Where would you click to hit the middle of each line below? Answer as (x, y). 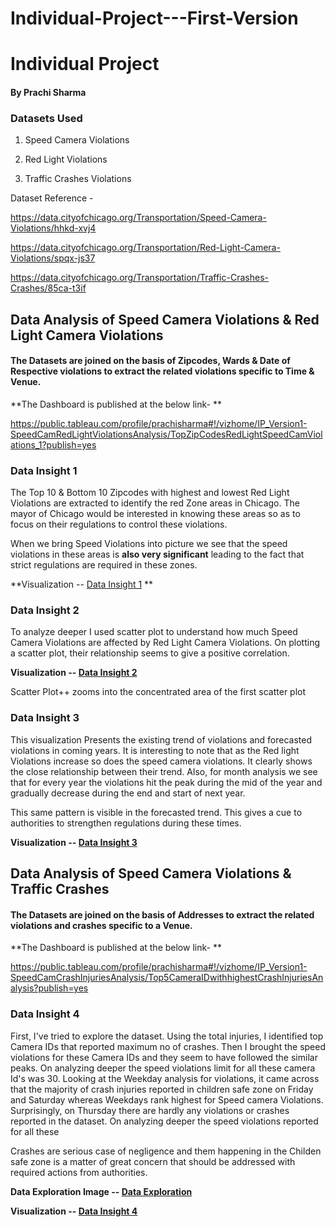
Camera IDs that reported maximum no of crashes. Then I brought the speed (168, 1046)
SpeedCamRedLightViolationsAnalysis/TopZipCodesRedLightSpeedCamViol (166, 434)
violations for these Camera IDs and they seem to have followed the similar (164, 1057)
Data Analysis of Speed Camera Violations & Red (165, 319)
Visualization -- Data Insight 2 (74, 673)
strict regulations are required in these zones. (104, 565)
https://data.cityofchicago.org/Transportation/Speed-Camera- (138, 218)
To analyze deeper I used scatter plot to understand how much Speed (154, 632)
